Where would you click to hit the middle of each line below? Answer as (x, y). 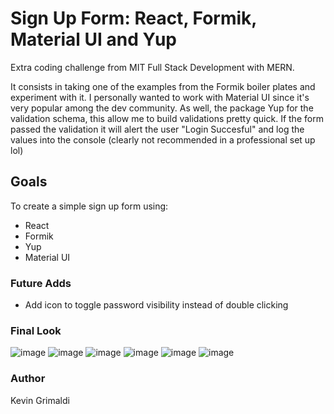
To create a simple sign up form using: (89, 206)
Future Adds (41, 283)
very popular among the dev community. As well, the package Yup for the (162, 108)
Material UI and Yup (93, 39)
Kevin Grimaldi (40, 400)
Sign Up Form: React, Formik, (133, 18)
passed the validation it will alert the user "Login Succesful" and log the (157, 129)
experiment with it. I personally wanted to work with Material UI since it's (160, 97)
